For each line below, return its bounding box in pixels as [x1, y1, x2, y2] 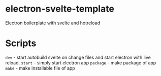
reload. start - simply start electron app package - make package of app [5, 59, 156, 66]
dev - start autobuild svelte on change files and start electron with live [5, 54, 151, 60]
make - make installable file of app [5, 65, 75, 71]
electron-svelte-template [5, 3, 114, 15]
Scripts [5, 37, 37, 49]
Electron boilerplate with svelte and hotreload [5, 20, 101, 26]
